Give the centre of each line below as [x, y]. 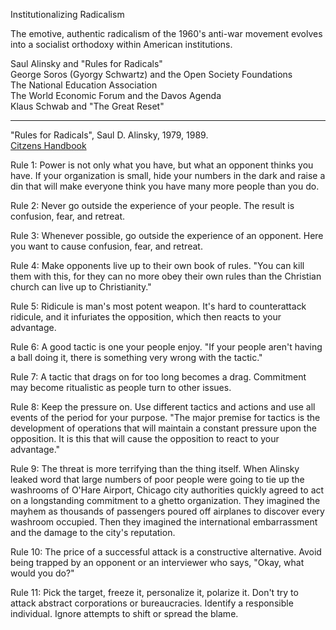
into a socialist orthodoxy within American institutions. [121, 44]
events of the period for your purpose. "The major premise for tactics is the [165, 417]
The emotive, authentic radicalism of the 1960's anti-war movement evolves [166, 33]
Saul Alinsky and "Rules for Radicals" [86, 63]
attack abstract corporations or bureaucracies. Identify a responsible [152, 603]
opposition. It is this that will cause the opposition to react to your [145, 438]
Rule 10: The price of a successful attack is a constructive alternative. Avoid [166, 552]
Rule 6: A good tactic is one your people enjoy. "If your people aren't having [166, 347]
